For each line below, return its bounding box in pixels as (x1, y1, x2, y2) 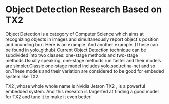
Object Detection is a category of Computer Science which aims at (5, 31, 144, 37)
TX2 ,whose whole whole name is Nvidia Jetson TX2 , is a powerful (5, 83, 145, 89)
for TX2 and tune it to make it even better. (5, 94, 92, 100)
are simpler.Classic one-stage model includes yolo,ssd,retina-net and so (5, 63, 155, 69)
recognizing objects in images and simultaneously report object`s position (5, 36, 159, 42)
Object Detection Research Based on (5, 4, 162, 15)
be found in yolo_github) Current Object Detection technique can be (5, 47, 146, 53)
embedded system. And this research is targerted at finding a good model (5, 88, 159, 94)
